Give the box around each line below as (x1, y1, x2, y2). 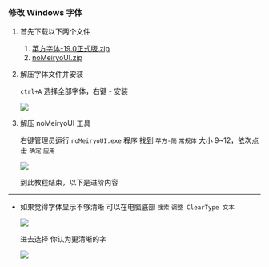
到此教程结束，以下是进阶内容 (19, 178, 118, 188)
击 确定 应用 (19, 146, 56, 156)
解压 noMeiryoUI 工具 (19, 119, 91, 128)
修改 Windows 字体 (8, 6, 82, 18)
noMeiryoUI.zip (31, 53, 82, 63)
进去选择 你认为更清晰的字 (19, 234, 106, 244)
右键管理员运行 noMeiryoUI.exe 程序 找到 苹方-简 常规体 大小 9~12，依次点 (19, 136, 259, 145)
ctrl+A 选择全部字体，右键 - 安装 (19, 87, 129, 96)
